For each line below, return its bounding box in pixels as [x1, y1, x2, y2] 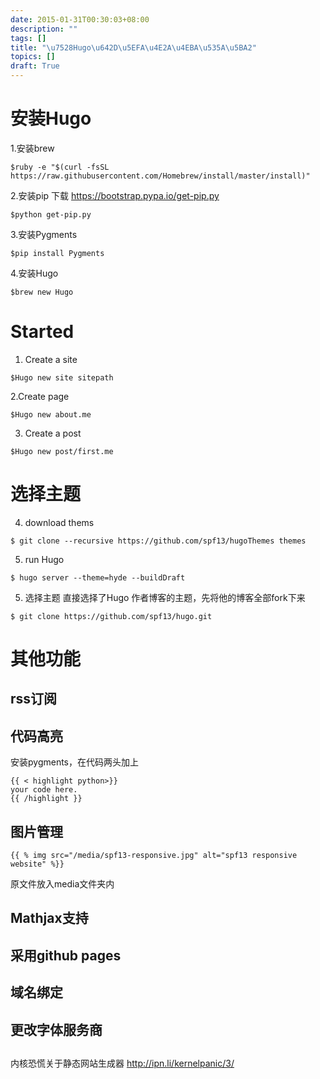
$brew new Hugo [10, 287, 74, 297]
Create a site [24, 353, 78, 365]
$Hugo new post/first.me [10, 446, 114, 456]
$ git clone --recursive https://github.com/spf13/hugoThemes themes [10, 536, 307, 546]
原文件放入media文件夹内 [10, 878, 115, 890]
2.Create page [10, 390, 70, 402]
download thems [24, 516, 95, 528]
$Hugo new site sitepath [10, 372, 114, 383]
